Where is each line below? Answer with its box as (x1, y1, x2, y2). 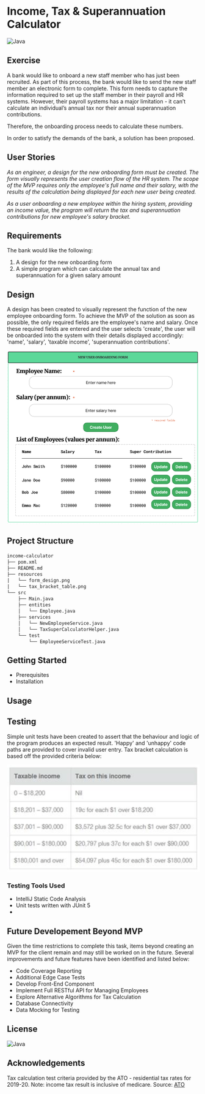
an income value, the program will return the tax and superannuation (7, 206, 181, 214)
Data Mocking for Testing (15, 1006, 80, 1014)
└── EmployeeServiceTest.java (29, 638, 106, 644)
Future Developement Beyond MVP (7, 926, 143, 937)
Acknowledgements (7, 1058, 85, 1068)
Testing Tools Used (7, 881, 65, 889)
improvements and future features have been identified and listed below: (7, 956, 190, 963)
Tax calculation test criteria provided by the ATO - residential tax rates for (7, 1074, 192, 1082)
